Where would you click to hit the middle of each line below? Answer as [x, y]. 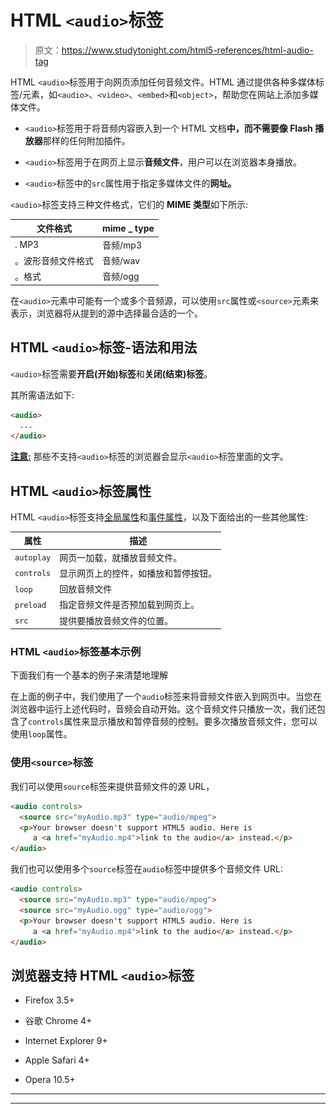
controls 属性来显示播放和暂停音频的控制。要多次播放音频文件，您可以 [173, 722]
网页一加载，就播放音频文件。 [121, 557]
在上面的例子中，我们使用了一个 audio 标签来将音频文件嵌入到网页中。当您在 [166, 697]
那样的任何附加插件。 [86, 140]
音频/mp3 [122, 245]
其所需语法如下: [42, 395]
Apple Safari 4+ [57, 1060]
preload [30, 605]
